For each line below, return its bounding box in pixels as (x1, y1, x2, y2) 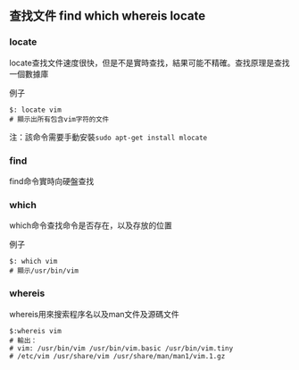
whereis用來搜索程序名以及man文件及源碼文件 (9, 308, 180, 319)
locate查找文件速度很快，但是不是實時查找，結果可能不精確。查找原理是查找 (9, 57, 290, 68)
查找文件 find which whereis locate (9, 8, 206, 24)
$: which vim (9, 257, 58, 266)
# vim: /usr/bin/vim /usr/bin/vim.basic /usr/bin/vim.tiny (9, 343, 234, 353)
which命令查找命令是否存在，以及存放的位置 (9, 220, 172, 231)
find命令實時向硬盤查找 (9, 175, 95, 186)
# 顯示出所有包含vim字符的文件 (9, 114, 110, 123)
